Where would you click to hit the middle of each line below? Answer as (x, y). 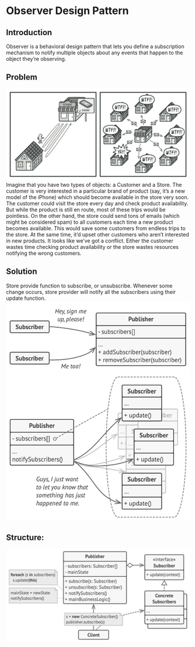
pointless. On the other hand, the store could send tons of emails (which (93, 215)
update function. (26, 298)
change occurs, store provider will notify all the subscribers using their (91, 292)
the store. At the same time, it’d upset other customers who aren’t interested (98, 234)
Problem (22, 77)
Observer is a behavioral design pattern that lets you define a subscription (95, 46)
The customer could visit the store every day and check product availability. (97, 203)
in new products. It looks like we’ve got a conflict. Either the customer (90, 241)
